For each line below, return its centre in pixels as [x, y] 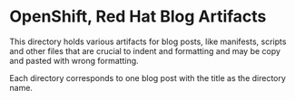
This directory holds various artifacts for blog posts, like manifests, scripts [148, 41]
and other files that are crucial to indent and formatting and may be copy [145, 50]
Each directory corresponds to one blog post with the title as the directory [147, 77]
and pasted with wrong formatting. [74, 60]
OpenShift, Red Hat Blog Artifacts [138, 17]
